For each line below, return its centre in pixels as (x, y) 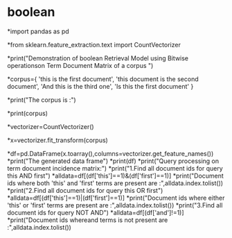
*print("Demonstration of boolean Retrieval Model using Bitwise (98, 58)
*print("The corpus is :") (42, 100)
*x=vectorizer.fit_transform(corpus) (58, 140)
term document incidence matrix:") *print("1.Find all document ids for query (115, 168)
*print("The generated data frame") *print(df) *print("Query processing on (113, 161)
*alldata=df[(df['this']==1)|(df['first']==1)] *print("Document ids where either (116, 198)
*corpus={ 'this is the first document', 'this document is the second (103, 79)
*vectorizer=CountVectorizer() (51, 126)
